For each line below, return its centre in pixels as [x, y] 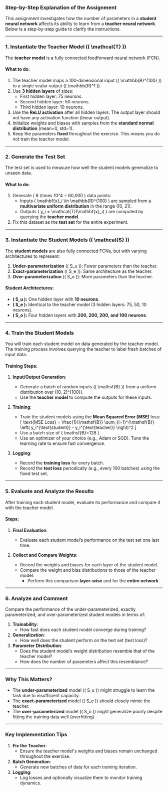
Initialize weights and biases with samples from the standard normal [83, 123]
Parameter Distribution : [37, 646]
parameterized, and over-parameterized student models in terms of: [75, 615]
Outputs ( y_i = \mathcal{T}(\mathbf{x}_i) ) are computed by [81, 212]
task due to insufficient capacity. [46, 696]
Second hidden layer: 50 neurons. [55, 101]
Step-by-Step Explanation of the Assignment [61, 8]
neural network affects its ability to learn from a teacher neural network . [81, 24]
